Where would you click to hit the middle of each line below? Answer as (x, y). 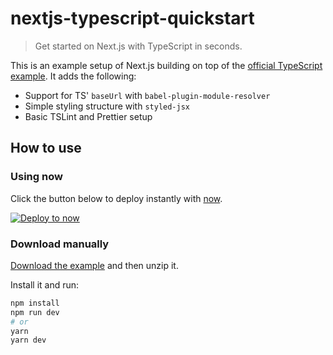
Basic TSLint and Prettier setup (88, 116)
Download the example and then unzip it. (94, 265)
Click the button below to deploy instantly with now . (116, 198)
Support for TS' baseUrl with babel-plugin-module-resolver (147, 95)
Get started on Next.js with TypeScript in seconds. (138, 46)
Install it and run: (45, 284)
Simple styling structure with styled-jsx (107, 106)
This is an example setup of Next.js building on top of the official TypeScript (166, 65)
